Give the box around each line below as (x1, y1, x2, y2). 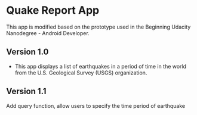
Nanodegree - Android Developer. (6, 29, 90, 36)
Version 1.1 (6, 86, 47, 97)
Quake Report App (6, 4, 100, 17)
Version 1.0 (6, 47, 49, 57)
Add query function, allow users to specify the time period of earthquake (6, 102, 186, 109)
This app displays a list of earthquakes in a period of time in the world (14, 63, 187, 70)
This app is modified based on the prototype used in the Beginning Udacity (6, 23, 191, 30)
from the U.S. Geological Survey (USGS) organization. (14, 69, 147, 76)
